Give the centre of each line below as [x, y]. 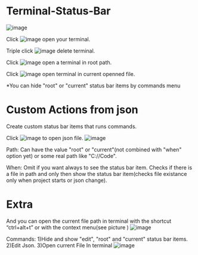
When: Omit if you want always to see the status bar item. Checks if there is [99, 167]
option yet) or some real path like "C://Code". [62, 156]
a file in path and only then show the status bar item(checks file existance [97, 174]
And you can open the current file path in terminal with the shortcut [89, 221]
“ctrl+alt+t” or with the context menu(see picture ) [68, 227]
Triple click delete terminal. [51, 51]
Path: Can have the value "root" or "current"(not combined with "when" [94, 149]
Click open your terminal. [48, 39]
